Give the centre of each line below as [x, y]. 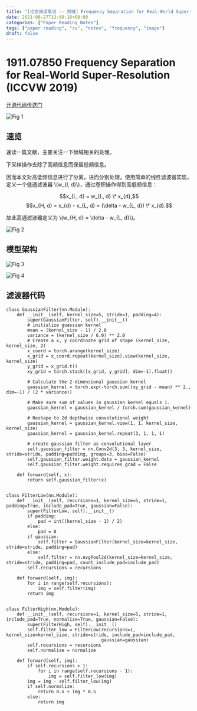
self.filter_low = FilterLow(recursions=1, [81, 630]
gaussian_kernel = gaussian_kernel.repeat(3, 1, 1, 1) [96, 433]
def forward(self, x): [45, 475]
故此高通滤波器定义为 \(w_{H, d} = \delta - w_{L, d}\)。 [72, 217]
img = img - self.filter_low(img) [70, 681]
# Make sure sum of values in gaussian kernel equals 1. [98, 402]
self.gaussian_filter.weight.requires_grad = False [92, 464]
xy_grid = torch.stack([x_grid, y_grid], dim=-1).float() [100, 371]
